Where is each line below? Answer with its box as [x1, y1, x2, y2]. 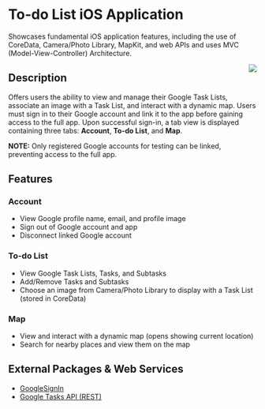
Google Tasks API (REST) [19, 392, 103, 401]
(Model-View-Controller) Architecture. [8, 48, 132, 58]
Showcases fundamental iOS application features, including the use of [8, 32, 237, 41]
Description [8, 71, 67, 84]
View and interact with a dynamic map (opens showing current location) [19, 332, 254, 341]
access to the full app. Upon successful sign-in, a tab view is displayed [8, 117, 239, 127]
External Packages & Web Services [8, 362, 184, 376]
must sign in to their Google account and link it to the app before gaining [8, 109, 243, 118]
